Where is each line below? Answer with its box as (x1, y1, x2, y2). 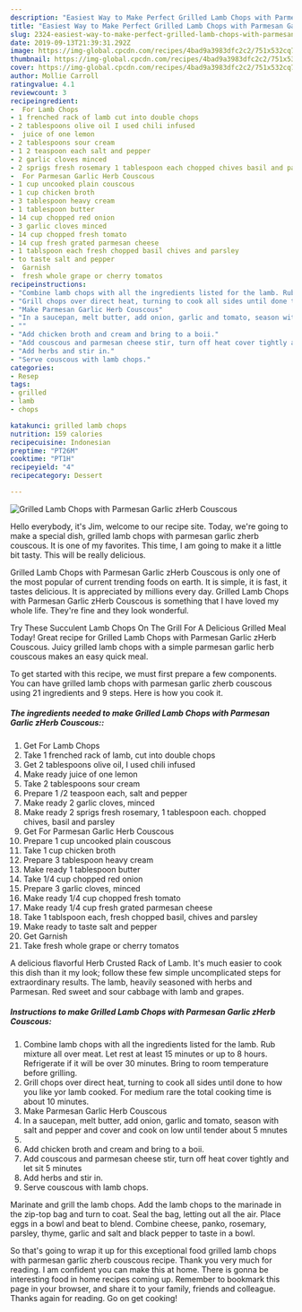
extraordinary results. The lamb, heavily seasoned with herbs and (10, 977, 253, 987)
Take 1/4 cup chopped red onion (22, 873, 143, 884)
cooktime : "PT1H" (10, 455, 75, 464)
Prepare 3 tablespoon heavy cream (22, 854, 154, 865)
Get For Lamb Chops (22, 740, 100, 751)
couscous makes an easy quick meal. (10, 651, 149, 662)
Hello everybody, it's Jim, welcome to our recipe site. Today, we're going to (10, 521, 289, 532)
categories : (10, 363, 55, 372)
